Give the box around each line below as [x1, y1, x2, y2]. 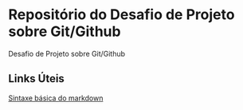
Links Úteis [8, 72, 65, 85]
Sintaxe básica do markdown [8, 93, 104, 103]
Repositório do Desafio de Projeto [8, 6, 235, 24]
